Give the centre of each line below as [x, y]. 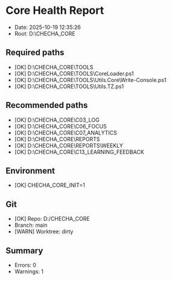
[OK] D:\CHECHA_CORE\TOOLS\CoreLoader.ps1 [74, 74]
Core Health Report [55, 11]
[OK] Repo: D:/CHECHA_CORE [52, 219]
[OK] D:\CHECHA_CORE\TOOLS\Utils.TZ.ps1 [69, 86]
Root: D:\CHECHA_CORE [45, 33]
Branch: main [31, 225]
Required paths [35, 53]
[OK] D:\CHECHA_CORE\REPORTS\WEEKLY [68, 145]
